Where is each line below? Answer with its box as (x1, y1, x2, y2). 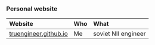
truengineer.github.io (9, 30, 69, 38)
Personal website (6, 5, 58, 13)
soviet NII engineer (93, 30, 146, 38)
